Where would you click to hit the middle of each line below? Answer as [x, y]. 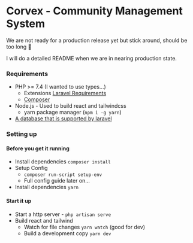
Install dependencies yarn [47, 187]
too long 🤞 [19, 47]
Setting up [22, 134]
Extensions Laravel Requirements [65, 93]
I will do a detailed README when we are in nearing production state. [91, 58]
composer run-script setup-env [63, 175]
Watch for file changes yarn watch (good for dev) [85, 227]
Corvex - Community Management [94, 11]
